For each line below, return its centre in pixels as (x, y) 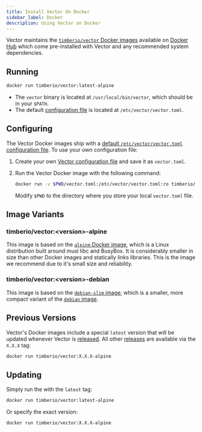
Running (23, 72)
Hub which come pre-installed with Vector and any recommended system (98, 46)
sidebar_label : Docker (35, 17)
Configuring (29, 129)
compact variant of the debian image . (52, 299)
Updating (24, 375)
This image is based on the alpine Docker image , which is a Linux (88, 245)
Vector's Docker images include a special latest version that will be (90, 332)
